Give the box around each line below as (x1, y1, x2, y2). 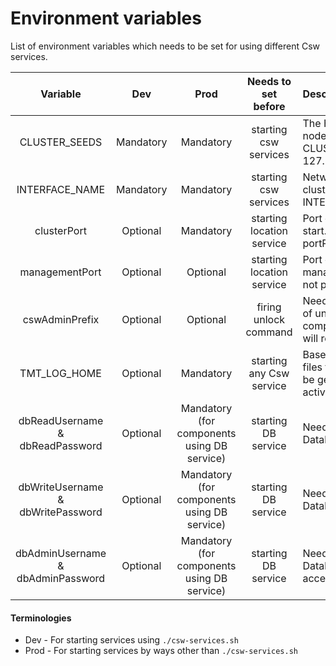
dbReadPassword (19, 438, 103, 452)
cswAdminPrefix (22, 312, 100, 326)
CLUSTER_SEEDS (19, 135, 103, 149)
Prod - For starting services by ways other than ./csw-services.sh (24, 645, 298, 657)
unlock (253, 312, 286, 326)
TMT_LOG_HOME (19, 366, 102, 380)
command (245, 325, 293, 339)
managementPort (19, 265, 102, 279)
